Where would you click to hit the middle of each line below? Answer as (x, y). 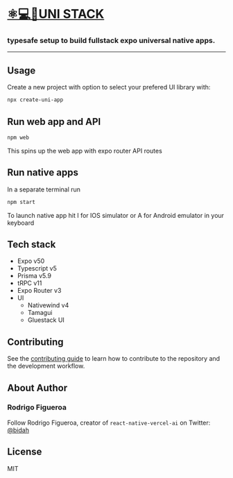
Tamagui (40, 313)
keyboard (21, 223)
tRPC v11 (29, 283)
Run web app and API (54, 122)
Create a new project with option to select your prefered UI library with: (109, 87)
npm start (21, 202)
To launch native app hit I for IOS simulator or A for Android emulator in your (115, 215)
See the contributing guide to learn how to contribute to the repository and (114, 359)
